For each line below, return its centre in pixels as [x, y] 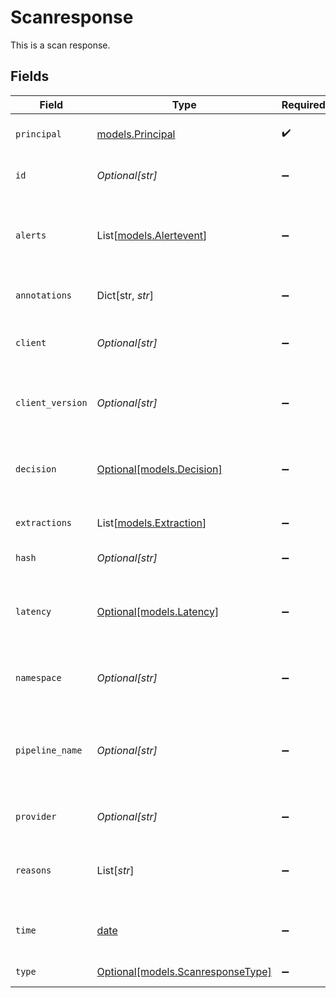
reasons [33, 870]
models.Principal [136, 134]
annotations [44, 295]
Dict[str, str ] [125, 295]
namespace [38, 677]
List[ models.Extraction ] [151, 523]
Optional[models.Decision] [159, 469]
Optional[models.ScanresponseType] [184, 971]
